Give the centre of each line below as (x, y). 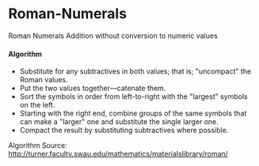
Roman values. (44, 80)
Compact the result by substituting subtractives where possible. (124, 130)
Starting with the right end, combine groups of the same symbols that (133, 113)
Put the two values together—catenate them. (93, 89)
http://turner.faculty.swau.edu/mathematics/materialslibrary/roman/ (118, 154)
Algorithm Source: (38, 145)
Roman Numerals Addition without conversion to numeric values (113, 36)
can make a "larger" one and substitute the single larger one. (119, 122)
